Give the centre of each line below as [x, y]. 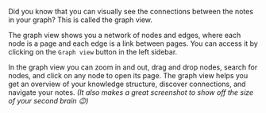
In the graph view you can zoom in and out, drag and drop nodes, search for [133, 67]
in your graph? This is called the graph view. [81, 20]
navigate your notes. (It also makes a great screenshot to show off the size [131, 92]
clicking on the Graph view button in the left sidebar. [93, 52]
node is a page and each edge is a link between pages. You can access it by [133, 43]
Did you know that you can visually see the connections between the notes [131, 11]
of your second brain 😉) [48, 101]
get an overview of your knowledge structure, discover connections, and [127, 84]
